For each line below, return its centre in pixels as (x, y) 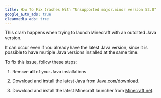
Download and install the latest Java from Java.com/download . (76, 81)
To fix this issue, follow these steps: (41, 62)
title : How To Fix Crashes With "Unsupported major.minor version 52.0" (81, 10)
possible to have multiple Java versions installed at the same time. (72, 52)
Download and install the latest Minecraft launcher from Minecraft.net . (83, 91)
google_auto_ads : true (28, 14)
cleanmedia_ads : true (27, 19)
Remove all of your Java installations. (50, 72)
